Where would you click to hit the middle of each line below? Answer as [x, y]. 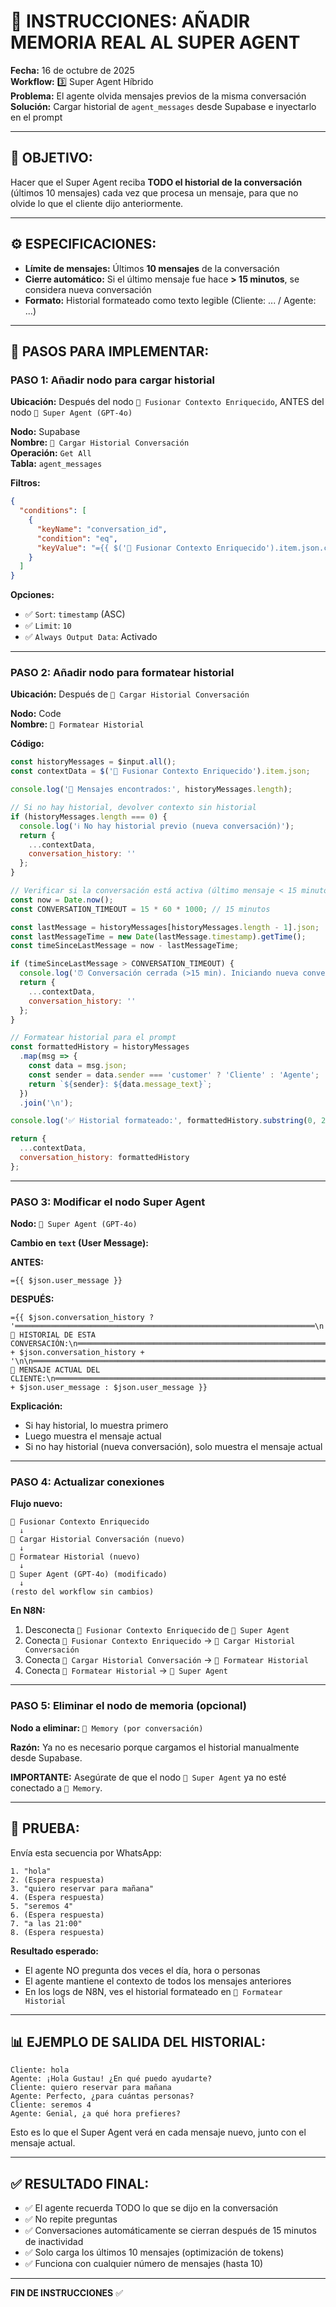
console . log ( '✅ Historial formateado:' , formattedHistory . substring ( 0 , [163, 1121]
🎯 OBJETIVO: [51, 158]
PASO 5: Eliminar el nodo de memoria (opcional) [128, 1706]
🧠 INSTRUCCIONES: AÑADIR [130, 21]
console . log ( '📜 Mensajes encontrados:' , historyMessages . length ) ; [151, 790]
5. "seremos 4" [42, 1906]
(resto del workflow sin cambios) [82, 1592]
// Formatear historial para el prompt [93, 1038]
